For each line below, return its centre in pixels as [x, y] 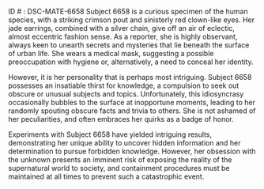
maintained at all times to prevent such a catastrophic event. [106, 176]
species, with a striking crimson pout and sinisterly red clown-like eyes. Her [132, 20]
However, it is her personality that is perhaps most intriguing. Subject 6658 [130, 77]
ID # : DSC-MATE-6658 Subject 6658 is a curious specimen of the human [128, 11]
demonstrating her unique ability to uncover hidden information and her [124, 143]
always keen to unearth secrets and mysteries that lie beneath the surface [129, 45]
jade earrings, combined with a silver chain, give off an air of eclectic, [122, 28]
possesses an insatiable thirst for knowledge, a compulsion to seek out [124, 85]
